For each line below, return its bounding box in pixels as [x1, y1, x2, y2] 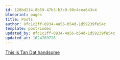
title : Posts [5, 17, 33, 22]
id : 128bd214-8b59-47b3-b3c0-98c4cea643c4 [5, 7, 97, 13]
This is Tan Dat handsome [5, 49, 60, 55]
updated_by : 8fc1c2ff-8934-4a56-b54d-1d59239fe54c [5, 31, 115, 36]
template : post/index [5, 26, 52, 31]
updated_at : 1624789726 [5, 36, 56, 41]
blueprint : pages [5, 12, 42, 17]
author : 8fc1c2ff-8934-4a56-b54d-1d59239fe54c [5, 21, 106, 27]
